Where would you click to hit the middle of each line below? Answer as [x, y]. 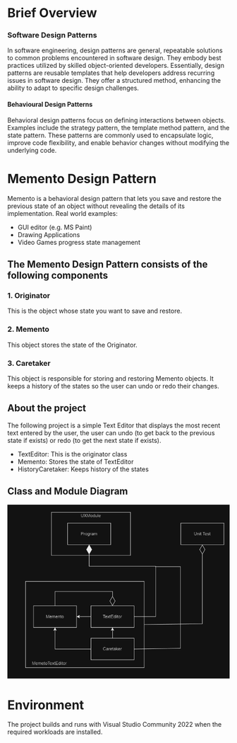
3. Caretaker [29, 363]
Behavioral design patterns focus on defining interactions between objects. [116, 120]
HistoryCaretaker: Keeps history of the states [83, 469]
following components [58, 276]
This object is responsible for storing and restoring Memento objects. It [110, 378]
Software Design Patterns [52, 35]
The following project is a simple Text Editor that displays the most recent [114, 425]
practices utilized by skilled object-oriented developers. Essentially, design [116, 66]
